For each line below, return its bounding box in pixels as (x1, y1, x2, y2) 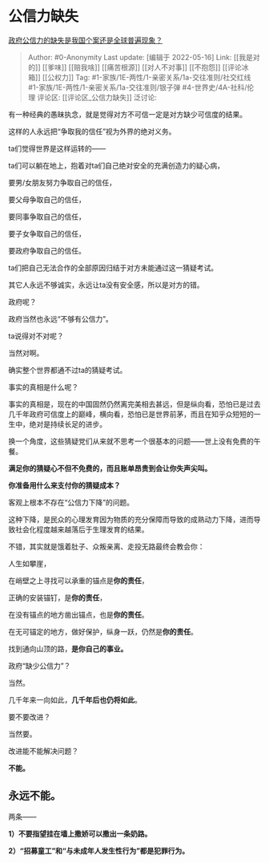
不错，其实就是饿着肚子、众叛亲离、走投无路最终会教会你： (8, 541, 205, 551)
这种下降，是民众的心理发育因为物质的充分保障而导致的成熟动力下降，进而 (8, 514, 254, 524)
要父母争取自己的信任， (8, 194, 86, 205)
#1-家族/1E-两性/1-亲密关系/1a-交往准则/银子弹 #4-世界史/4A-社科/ (27, 82, 247, 92)
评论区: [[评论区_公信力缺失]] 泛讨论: (37, 92, 158, 102)
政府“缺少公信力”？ (8, 661, 71, 671)
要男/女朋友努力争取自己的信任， (8, 177, 117, 187)
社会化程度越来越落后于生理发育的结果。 (14, 525, 149, 534)
